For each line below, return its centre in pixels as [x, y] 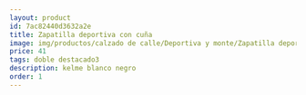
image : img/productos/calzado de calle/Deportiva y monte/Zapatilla [142, 43]
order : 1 [26, 77]
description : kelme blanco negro [73, 69]
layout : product [40, 18]
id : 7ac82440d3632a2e [51, 26]
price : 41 [28, 52]
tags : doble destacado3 [55, 60]
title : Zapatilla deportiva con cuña [81, 34]
